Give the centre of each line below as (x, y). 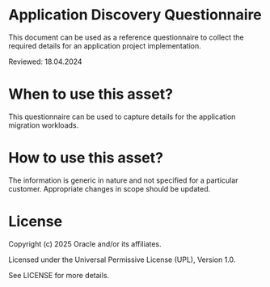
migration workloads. (44, 125)
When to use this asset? (91, 94)
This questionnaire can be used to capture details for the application (122, 116)
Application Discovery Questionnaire (135, 15)
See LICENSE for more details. (59, 275)
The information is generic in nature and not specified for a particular (123, 180)
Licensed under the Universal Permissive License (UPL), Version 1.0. (122, 260)
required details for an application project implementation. (105, 45)
